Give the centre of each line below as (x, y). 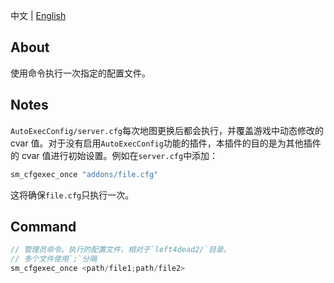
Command (43, 226)
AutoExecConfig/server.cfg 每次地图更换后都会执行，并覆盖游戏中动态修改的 (167, 130)
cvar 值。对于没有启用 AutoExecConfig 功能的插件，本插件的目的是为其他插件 (166, 143)
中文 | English (38, 15)
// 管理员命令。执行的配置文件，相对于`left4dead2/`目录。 (121, 250)
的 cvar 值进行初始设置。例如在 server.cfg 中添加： (114, 155)
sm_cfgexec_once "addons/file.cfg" (84, 174)
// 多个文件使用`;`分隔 (54, 259)
